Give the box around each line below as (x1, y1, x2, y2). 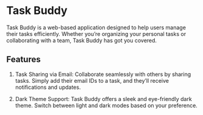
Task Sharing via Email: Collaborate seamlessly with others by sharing (15, 71, 191, 78)
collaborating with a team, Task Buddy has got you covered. (6, 37, 157, 44)
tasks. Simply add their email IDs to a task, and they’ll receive (15, 77, 169, 84)
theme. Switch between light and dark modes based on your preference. (15, 102, 198, 109)
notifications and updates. (15, 83, 81, 91)
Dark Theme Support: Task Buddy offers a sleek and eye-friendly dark (15, 95, 192, 102)
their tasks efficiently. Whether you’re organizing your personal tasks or (6, 30, 187, 37)
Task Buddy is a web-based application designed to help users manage (6, 24, 186, 31)
